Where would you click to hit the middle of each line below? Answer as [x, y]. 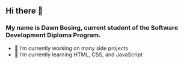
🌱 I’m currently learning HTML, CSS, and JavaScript [78, 55]
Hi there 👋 [24, 11]
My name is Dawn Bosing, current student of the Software [92, 28]
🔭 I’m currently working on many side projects [71, 48]
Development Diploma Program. [53, 35]
